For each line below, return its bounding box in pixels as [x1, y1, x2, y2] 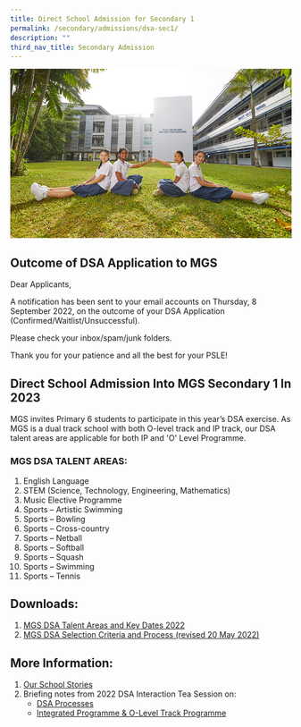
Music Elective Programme [22, 495, 122, 505]
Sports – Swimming [22, 561, 95, 571]
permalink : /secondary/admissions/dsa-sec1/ [10, 23, 179, 33]
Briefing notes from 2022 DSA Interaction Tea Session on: [22, 689, 237, 699]
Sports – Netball [22, 532, 83, 543]
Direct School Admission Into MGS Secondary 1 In [10, 376, 292, 391]
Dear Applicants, [10, 279, 72, 290]
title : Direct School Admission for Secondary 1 [10, 14, 195, 23]
